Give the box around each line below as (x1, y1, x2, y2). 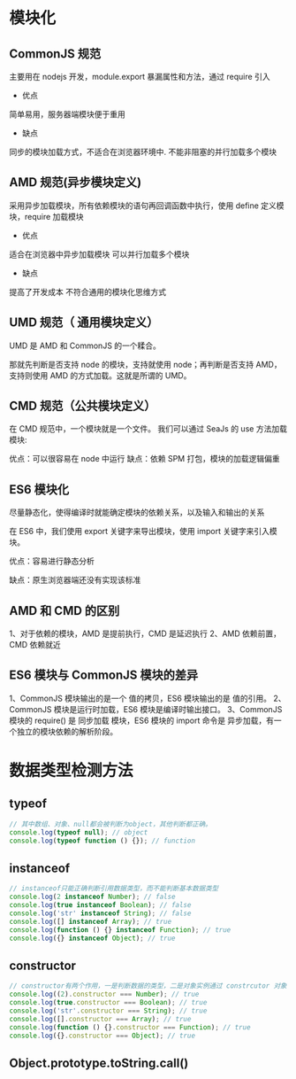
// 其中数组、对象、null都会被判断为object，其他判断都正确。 (9, 819, 212, 828)
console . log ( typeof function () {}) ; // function (9, 836, 196, 845)
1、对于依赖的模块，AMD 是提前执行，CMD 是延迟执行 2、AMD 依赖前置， (9, 628, 281, 639)
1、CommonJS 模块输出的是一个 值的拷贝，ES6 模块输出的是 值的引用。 (9, 693, 272, 703)
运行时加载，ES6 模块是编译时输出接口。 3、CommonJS (76, 703, 283, 714)
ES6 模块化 (9, 482, 70, 497)
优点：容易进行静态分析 (9, 555, 95, 567)
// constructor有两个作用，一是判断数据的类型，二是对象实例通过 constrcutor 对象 (9, 982, 287, 990)
